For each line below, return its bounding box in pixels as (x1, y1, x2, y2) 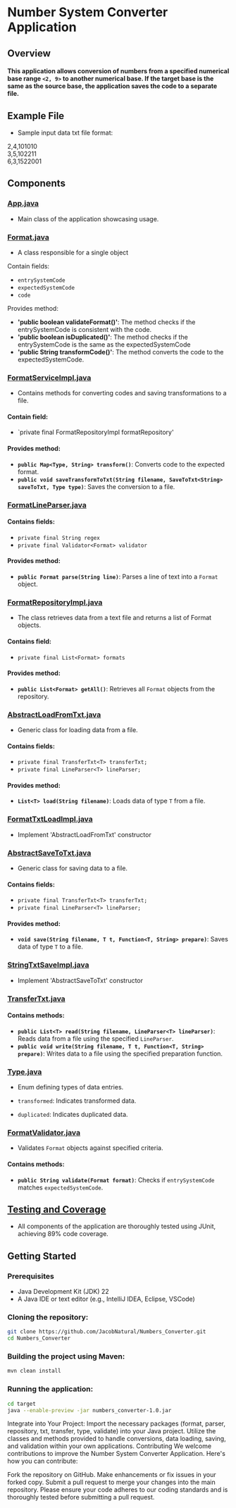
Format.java (7, 232, 49, 242)
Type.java (7, 1067, 42, 1077)
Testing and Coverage (7, 1204, 106, 1216)
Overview (7, 47, 51, 59)
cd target (7, 1400, 37, 1407)
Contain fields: (7, 261, 50, 270)
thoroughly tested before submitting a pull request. (7, 1493, 155, 1502)
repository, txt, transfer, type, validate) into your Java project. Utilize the (7, 1427, 216, 1435)
